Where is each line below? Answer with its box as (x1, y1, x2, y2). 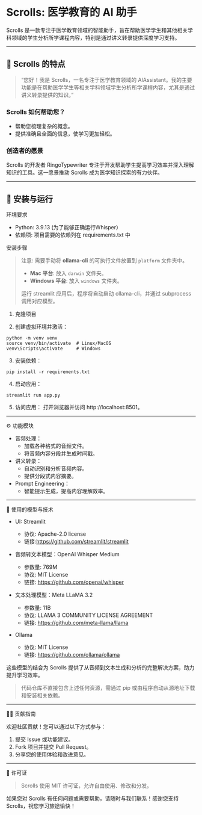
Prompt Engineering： (14, 480, 70, 488)
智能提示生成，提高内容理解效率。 (23, 488, 109, 495)
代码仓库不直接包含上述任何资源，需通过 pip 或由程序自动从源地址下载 (20, 684, 195, 692)
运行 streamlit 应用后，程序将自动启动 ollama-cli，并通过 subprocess (20, 290, 191, 297)
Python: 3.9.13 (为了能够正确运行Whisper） (14, 224, 121, 231)
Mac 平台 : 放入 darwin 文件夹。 (29, 270, 107, 277)
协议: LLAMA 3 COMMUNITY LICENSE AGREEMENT (23, 612, 153, 619)
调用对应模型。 (20, 297, 58, 305)
